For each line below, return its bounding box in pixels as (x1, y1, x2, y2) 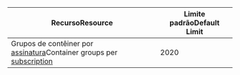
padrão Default (169, 18, 220, 28)
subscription (11, 57, 54, 66)
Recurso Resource (51, 18, 114, 28)
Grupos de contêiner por (11, 39, 94, 48)
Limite (184, 9, 206, 18)
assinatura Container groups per (11, 47, 118, 57)
